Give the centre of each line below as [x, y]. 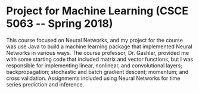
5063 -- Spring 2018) [60, 24]
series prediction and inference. [45, 84]
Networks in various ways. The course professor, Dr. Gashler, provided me [98, 52]
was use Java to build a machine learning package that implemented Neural [99, 46]
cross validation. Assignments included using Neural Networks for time [93, 78]
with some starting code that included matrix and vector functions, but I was [100, 59]
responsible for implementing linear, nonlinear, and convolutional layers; [94, 65]
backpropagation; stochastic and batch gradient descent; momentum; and [97, 72]
